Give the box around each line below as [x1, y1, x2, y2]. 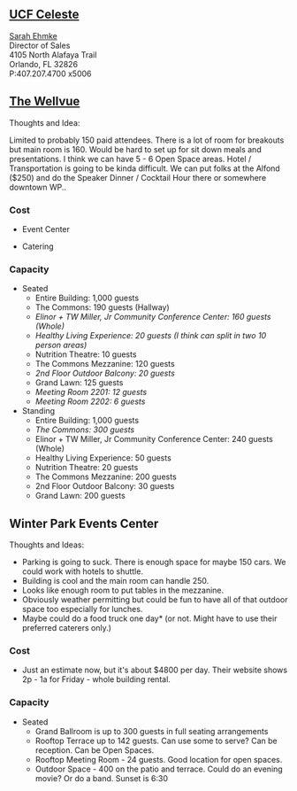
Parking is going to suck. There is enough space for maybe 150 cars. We [21, 557, 286, 568]
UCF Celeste [9, 7, 80, 22]
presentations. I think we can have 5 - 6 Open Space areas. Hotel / [9, 153, 252, 164]
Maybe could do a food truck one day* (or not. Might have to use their [21, 613, 278, 624]
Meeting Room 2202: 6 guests [34, 396, 146, 407]
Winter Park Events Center [9, 516, 159, 531]
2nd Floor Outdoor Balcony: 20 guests [34, 368, 175, 379]
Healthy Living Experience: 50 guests [34, 453, 172, 463]
